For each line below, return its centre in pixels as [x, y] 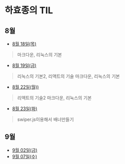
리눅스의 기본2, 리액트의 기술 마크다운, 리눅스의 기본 [68, 76]
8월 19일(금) [24, 65]
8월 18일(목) [24, 44]
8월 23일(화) [25, 109]
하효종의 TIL [29, 10]
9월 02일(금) [25, 150]
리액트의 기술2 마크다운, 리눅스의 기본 [54, 98]
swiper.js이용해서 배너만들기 [45, 119]
